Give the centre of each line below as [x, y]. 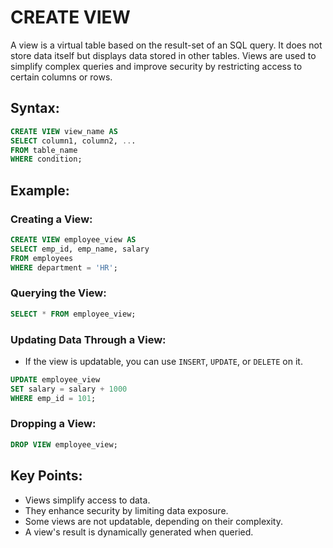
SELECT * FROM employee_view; [73, 314]
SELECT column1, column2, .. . [73, 141]
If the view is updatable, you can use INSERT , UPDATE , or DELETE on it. [163, 361]
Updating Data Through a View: [88, 339]
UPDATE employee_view [55, 379]
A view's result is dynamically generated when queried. [139, 532]
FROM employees [42, 258]
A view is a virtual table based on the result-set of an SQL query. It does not [166, 45]
